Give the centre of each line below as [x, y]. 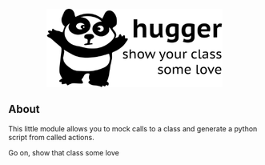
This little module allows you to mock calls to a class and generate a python [133, 128]
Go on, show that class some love [64, 152]
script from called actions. [51, 137]
